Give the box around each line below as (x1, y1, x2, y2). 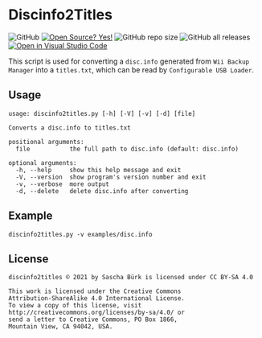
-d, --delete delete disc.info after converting (15, 187, 189, 195)
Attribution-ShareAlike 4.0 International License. (8, 295, 185, 303)
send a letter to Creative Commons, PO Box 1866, (8, 315, 178, 324)
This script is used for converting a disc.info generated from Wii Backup (8, 56, 250, 66)
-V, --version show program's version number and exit (15, 173, 207, 181)
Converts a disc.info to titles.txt (8, 123, 131, 132)
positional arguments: (8, 138, 84, 146)
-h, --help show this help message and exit (15, 166, 182, 174)
